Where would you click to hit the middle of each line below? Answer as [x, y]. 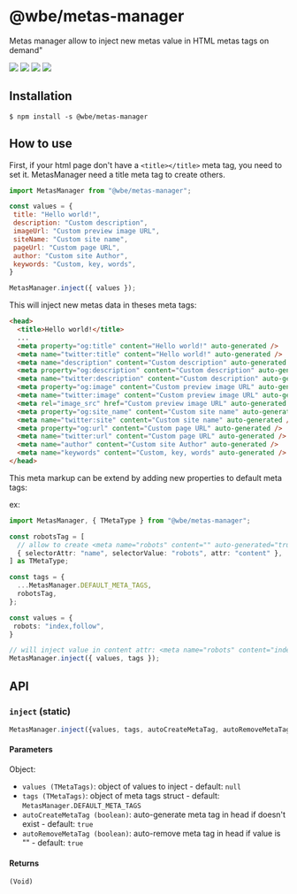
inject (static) [40, 711]
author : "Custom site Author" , [70, 256]
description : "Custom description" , [80, 223]
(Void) [21, 882]
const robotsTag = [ [47, 537]
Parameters [31, 750]
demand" [26, 50]
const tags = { [37, 577]
